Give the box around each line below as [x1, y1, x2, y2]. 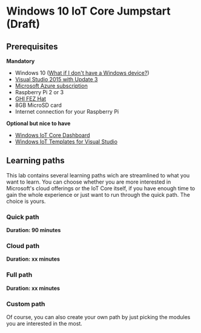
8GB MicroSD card [15, 101, 62, 109]
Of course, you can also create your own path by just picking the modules [6, 314, 191, 320]
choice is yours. [6, 197, 46, 205]
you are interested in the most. [6, 320, 83, 327]
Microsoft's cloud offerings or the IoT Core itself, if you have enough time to [6, 184, 196, 192]
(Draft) [6, 17, 41, 31]
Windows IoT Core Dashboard [15, 132, 90, 139]
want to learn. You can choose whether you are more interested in [6, 178, 171, 185]
